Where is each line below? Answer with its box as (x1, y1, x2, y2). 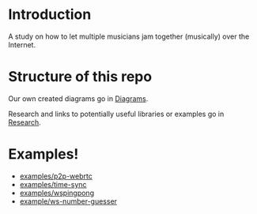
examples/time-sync (19, 179, 87, 189)
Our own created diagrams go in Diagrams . (8, 93, 149, 103)
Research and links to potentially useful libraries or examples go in (8, 109, 225, 118)
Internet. (8, 39, 36, 49)
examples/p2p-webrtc (19, 171, 93, 181)
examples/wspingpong (19, 188, 95, 197)
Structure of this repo (8, 68, 153, 86)
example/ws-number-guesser (19, 196, 117, 206)
